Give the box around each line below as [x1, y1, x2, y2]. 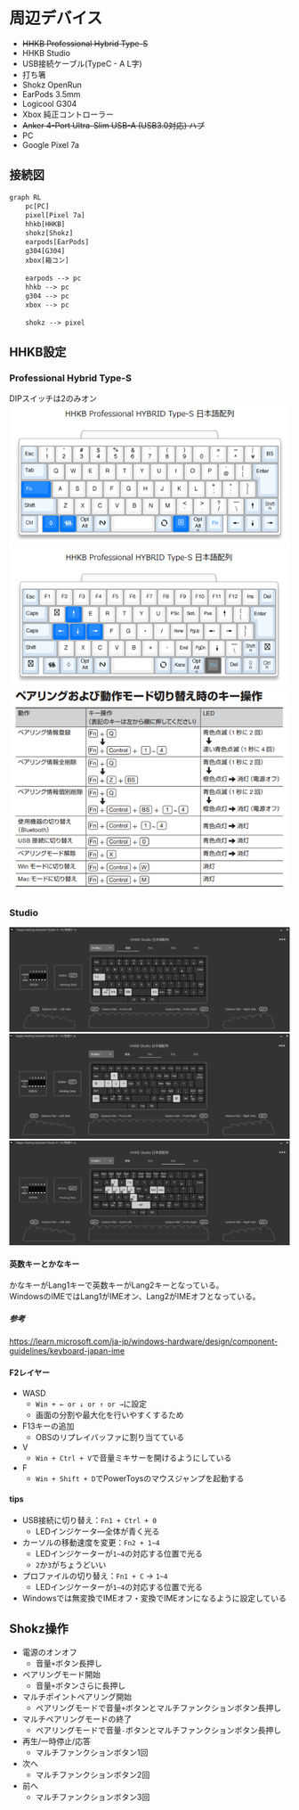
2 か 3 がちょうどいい [35, 1559, 107, 1569]
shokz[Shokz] [25, 228, 74, 237]
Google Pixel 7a [21, 139, 80, 150]
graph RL [9, 192, 42, 201]
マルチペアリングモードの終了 [21, 1713, 132, 1724]
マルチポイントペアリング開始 [21, 1691, 132, 1702]
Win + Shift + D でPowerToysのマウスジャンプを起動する [35, 1472, 245, 1484]
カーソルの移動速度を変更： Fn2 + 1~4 [21, 1536, 160, 1547]
